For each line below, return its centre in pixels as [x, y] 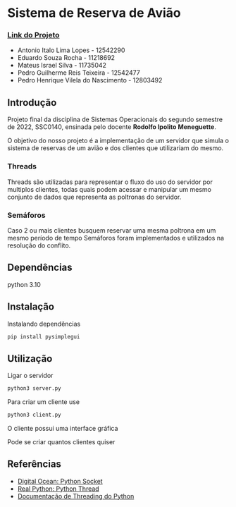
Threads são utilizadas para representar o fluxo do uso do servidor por [110, 182]
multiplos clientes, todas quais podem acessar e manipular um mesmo [109, 189]
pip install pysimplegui [44, 336]
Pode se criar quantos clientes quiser [61, 441]
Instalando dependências [44, 324]
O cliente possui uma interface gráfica [63, 428]
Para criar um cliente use [43, 402]
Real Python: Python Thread [58, 489]
